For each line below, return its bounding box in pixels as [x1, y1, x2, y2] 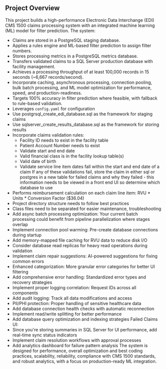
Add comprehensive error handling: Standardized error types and [12, 274, 146, 280]
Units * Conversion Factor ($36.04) [12, 195, 85, 201]
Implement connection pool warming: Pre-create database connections [12, 226, 159, 232]
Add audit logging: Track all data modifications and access [12, 295, 132, 301]
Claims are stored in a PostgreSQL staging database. [12, 37, 120, 43]
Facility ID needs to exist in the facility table [19, 137, 109, 143]
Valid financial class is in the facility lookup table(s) [19, 153, 124, 159]
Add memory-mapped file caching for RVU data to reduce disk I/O [12, 237, 148, 243]
